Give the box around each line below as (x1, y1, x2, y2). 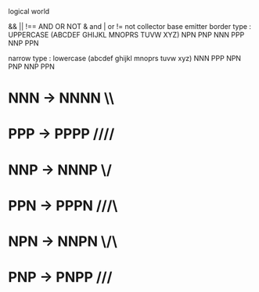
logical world (8, 7, 50, 16)
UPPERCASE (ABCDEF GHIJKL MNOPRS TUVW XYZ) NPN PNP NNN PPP (8, 31, 245, 39)
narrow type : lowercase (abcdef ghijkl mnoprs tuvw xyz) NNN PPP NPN (8, 54, 241, 63)
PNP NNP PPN (8, 62, 55, 71)
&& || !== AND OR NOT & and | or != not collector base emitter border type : (8, 22, 252, 31)
